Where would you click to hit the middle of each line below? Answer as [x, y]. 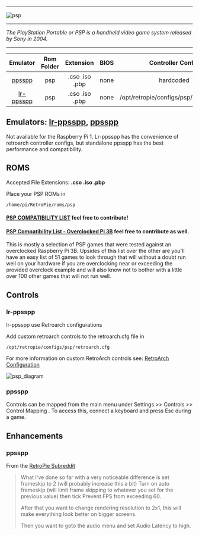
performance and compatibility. [44, 149]
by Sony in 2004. [27, 39]
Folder [50, 66]
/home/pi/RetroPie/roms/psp [41, 205]
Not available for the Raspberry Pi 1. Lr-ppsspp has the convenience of [92, 136]
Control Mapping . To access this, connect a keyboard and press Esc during [99, 411]
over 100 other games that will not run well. [59, 276]
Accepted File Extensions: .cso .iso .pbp [56, 182]
